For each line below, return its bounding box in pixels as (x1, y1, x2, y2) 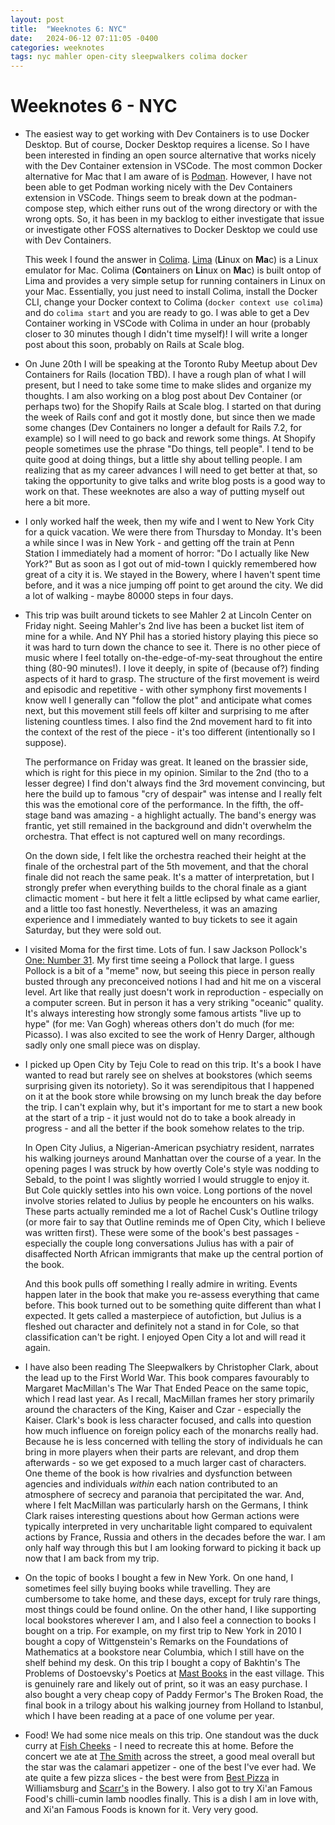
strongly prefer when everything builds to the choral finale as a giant (24, 882, 307, 894)
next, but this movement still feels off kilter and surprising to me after (24, 705, 310, 717)
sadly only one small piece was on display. (24, 1039, 201, 1051)
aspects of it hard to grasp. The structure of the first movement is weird (24, 673, 320, 685)
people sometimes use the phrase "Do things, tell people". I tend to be (24, 443, 314, 455)
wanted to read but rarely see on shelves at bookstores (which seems (24, 1069, 313, 1081)
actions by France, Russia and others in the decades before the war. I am (24, 1531, 326, 1543)
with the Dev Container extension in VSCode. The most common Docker (24, 160, 323, 172)
